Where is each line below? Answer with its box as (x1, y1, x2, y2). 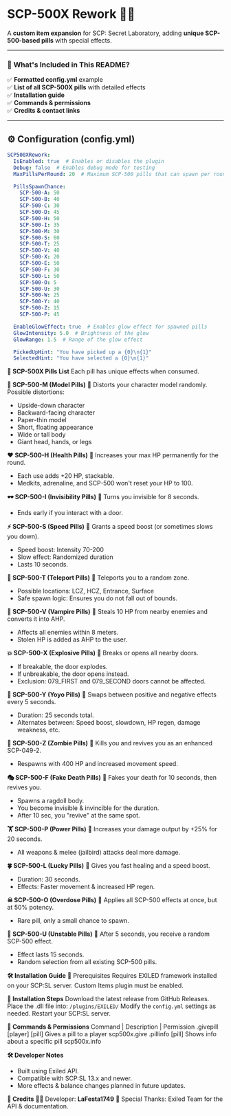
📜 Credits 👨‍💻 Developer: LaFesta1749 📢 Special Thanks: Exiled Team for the (7, 1095, 223, 1103)
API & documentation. (7, 1102, 69, 1110)
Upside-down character (16, 402, 85, 410)
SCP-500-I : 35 (19, 221, 60, 228)
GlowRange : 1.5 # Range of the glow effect (13, 336, 143, 343)
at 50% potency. (7, 904, 54, 912)
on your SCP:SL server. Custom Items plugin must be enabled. (7, 981, 184, 989)
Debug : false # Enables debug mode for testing (13, 164, 155, 171)
